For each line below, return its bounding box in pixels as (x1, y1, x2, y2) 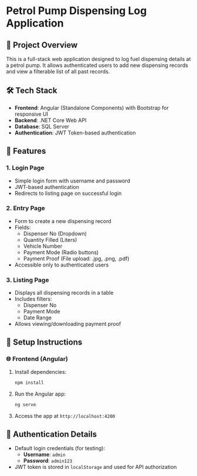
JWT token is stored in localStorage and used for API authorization (14, 464, 177, 471)
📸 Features (6, 146, 46, 156)
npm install (14, 380, 44, 386)
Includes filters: (14, 295, 53, 303)
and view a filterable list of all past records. (6, 68, 110, 75)
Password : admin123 (23, 457, 73, 464)
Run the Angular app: (14, 390, 66, 397)
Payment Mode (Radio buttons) (23, 248, 99, 256)
